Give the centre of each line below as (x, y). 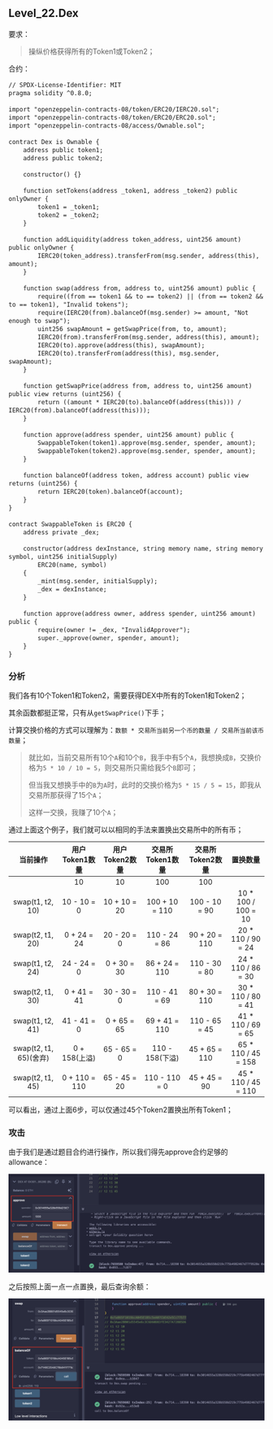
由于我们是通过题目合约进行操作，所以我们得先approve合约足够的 (118, 1152)
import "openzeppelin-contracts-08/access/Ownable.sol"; (107, 125)
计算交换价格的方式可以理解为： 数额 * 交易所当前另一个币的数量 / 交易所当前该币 (136, 730)
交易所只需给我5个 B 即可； (155, 768)
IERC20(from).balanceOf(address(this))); (80, 410)
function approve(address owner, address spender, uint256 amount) (139, 613)
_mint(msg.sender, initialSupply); (98, 581)
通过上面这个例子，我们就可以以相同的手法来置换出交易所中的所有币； (126, 830)
